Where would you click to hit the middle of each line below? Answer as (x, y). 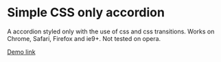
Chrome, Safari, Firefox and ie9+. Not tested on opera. (84, 38)
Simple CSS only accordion (86, 13)
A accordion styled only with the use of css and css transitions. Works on (111, 31)
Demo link (21, 52)
